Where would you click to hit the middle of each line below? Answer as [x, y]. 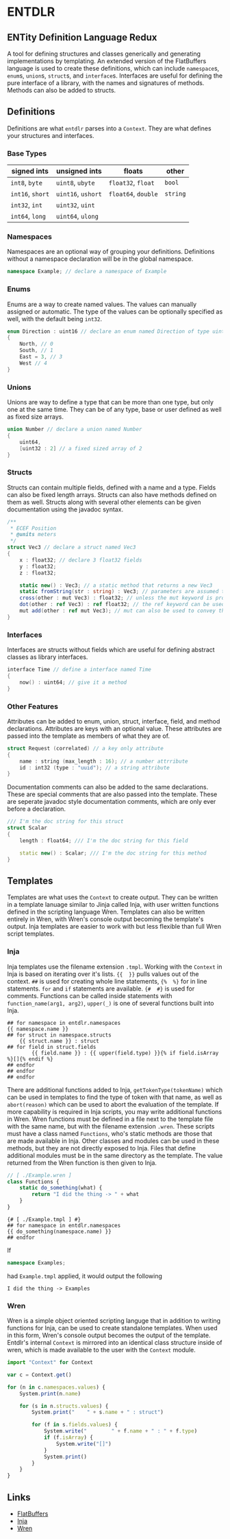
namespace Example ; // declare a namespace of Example [87, 272]
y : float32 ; [38, 566]
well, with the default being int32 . [55, 319]
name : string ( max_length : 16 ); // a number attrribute [104, 761]
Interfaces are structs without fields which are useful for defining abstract [111, 650]
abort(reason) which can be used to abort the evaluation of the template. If [113, 1104]
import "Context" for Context [50, 1363]
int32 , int [27, 205]
